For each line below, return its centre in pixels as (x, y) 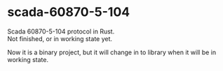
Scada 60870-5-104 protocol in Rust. (61, 31)
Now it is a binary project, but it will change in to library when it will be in (112, 52)
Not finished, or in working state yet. (60, 38)
